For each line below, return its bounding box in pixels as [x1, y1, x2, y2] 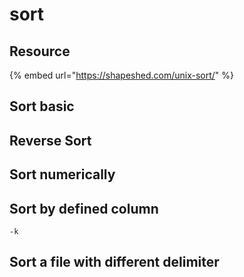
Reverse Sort [9, 132, 92, 149]
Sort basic [9, 98, 75, 115]
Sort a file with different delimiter [9, 254, 220, 271]
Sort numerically [9, 166, 116, 183]
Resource [9, 43, 71, 60]
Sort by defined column [9, 200, 159, 217]
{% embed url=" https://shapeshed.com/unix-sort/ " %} [9, 69, 234, 81]
